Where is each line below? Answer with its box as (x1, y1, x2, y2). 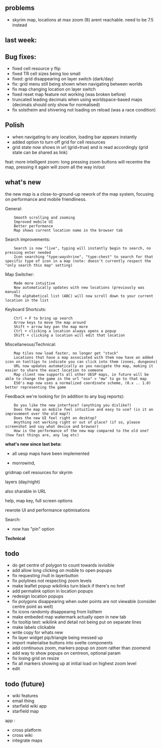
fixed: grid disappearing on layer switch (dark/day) (12, 76, 114, 82)
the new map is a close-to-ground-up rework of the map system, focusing (5, 191, 154, 197)
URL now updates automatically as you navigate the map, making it (14, 364, 153, 368)
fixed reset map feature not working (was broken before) (12, 91, 126, 97)
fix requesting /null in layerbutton (12, 573, 79, 579)
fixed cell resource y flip (12, 66, 61, 72)
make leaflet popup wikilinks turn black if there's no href (12, 583, 125, 589)
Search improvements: (5, 236, 51, 242)
